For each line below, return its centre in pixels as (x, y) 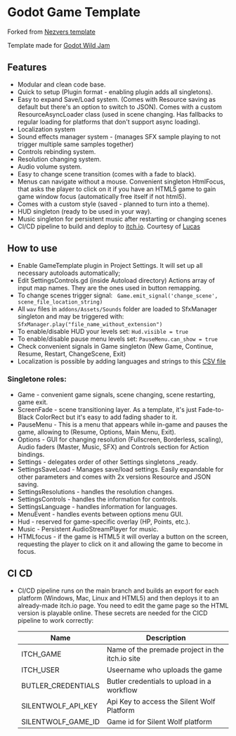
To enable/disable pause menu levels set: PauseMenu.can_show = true (117, 339)
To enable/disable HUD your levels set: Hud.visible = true (103, 331)
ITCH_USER (40, 670)
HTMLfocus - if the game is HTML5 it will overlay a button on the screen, (123, 536)
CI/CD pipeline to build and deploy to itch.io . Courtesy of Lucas (109, 226)
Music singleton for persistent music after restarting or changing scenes (122, 219)
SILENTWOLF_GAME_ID (60, 721)
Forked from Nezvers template (52, 32)
